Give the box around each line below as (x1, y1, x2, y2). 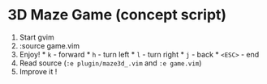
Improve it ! (19, 66, 58, 76)
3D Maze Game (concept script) (7, 6, 227, 24)
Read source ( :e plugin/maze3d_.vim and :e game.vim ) (19, 58, 202, 68)
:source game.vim (19, 40, 80, 50)
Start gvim (19, 32, 54, 42)
